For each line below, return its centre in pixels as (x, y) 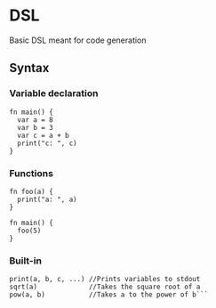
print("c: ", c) (47, 143)
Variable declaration (54, 93)
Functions (31, 173)
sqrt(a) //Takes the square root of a (105, 287)
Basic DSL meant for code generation (78, 40)
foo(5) (29, 231)
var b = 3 (35, 127)
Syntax (29, 68)
